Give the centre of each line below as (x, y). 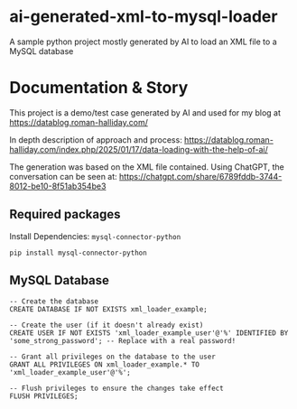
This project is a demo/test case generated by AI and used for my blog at (145, 112)
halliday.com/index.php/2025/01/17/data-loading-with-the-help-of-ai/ (139, 149)
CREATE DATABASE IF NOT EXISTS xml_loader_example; (108, 309)
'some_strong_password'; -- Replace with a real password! (123, 340)
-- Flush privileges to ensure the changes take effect (116, 388)
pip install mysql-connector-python (78, 253)
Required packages (65, 214)
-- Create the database (54, 301)
